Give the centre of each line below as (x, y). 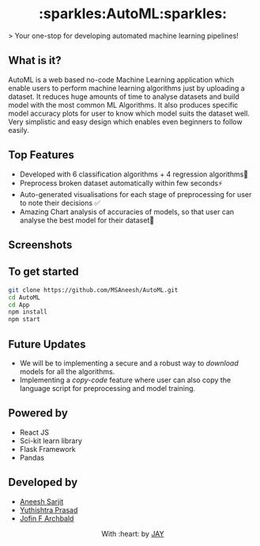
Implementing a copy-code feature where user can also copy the (125, 380)
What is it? (35, 61)
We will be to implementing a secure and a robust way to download (129, 363)
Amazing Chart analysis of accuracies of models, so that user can (127, 211)
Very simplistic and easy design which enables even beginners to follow (125, 121)
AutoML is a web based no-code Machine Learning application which (121, 79)
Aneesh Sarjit (41, 501)
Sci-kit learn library (51, 441)
